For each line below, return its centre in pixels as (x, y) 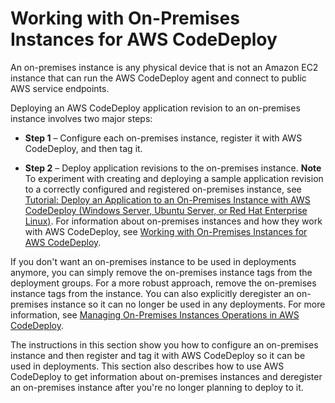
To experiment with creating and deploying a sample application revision (174, 178)
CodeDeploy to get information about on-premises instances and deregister (166, 376)
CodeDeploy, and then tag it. (83, 148)
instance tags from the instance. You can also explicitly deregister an (152, 293)
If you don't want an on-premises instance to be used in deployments (153, 261)
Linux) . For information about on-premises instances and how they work (173, 221)
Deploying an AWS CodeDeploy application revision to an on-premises (155, 108)
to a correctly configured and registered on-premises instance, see (163, 189)
